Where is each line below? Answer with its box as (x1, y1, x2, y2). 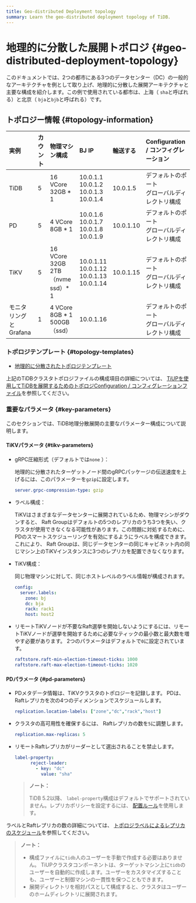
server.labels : (20, 589, 57, 595)
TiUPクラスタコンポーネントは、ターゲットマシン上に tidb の (40, 861, 185, 868)
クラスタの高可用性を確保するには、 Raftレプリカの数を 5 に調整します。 (14, 720, 187, 727)
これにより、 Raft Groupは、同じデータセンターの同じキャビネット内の (14, 540, 185, 547)
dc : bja (25, 601, 44, 606)
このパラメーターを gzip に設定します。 (40, 476, 132, 483)
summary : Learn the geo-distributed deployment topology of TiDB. (6, 14, 171, 20)
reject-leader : (30, 760, 67, 766)
